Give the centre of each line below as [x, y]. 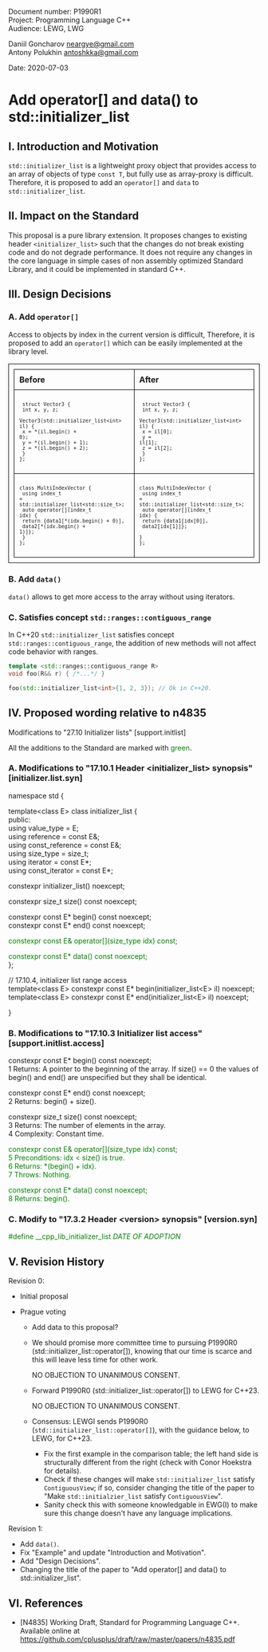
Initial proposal [44, 1296]
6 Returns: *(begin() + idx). [53, 1166]
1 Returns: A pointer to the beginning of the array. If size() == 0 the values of [134, 1069]
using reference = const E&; [54, 836]
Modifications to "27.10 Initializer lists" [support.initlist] [97, 732]
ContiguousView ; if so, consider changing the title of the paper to [149, 1488]
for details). [63, 1471]
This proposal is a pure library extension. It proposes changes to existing [128, 235]
